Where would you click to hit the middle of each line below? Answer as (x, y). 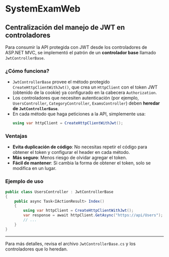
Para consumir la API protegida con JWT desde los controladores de (76, 47)
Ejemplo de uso (24, 182)
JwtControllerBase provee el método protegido (61, 82)
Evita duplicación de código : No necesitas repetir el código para (80, 147)
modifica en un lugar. (34, 168)
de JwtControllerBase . (36, 109)
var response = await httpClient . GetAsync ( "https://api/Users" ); (93, 215)
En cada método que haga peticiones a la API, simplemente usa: (79, 114)
